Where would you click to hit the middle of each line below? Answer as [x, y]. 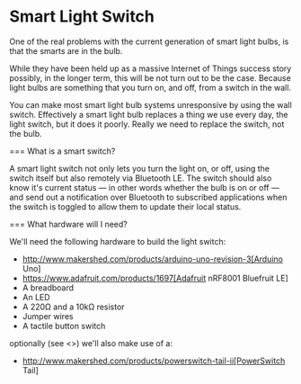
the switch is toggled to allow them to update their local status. [125, 206]
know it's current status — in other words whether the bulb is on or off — [145, 187]
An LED [36, 297]
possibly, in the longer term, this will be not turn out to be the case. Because [150, 77]
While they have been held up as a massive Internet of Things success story [150, 68]
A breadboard [48, 287]
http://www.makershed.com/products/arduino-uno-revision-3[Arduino [152, 259]
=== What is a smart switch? [62, 151]
